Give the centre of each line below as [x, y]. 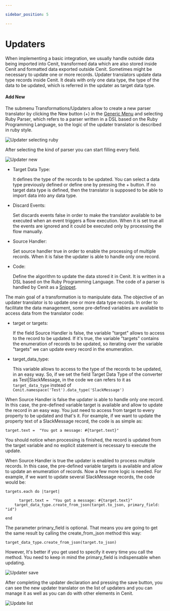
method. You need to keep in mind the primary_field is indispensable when [83, 557]
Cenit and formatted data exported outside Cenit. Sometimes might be [79, 69]
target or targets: [30, 323]
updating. [15, 563]
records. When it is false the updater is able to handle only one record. [86, 256]
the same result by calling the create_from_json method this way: [73, 533]
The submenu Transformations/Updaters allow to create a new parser [78, 108]
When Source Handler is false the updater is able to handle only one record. [84, 399]
